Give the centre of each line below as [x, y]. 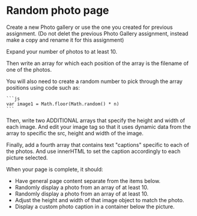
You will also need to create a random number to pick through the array [95, 81]
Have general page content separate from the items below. [88, 181]
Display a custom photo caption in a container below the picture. [95, 206]
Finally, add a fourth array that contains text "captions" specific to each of [98, 144]
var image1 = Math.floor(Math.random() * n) [63, 104]
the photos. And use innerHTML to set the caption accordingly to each [93, 151]
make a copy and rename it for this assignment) [65, 40]
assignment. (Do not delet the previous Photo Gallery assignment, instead [97, 33]
